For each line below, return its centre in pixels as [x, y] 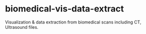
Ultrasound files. [22, 27]
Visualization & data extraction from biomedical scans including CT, [73, 22]
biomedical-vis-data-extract [64, 9]
